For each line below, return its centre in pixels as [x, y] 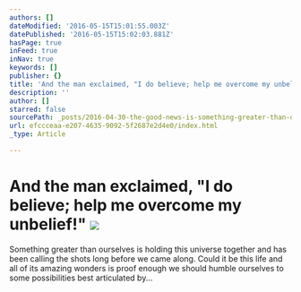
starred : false [38, 109]
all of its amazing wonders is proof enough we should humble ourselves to [146, 268]
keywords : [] [34, 68]
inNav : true [31, 59]
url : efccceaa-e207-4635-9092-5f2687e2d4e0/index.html [114, 126]
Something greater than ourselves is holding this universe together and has [148, 249]
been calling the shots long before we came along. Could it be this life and [146, 258]
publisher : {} [36, 76]
